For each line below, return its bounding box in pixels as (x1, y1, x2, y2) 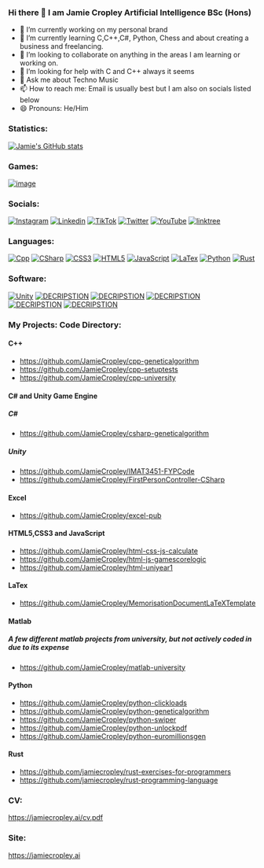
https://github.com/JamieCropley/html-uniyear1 (19, 563, 173, 572)
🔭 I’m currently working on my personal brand (19, 25, 168, 35)
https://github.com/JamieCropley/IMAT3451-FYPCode (19, 467, 195, 476)
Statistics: (8, 124, 49, 135)
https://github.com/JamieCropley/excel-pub (19, 511, 162, 520)
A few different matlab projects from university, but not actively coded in (8, 634, 252, 644)
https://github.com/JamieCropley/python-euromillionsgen (19, 731, 207, 741)
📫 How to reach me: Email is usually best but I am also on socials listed (19, 84, 251, 94)
